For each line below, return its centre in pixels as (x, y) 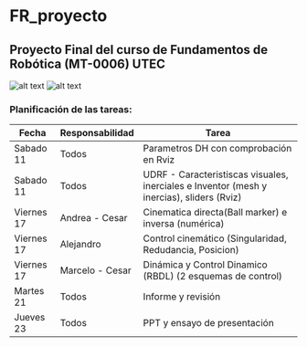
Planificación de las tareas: (71, 109)
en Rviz (159, 160)
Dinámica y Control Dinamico (205, 265)
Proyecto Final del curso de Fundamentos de (139, 50)
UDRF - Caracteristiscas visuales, (216, 174)
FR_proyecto (58, 16)
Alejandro (81, 245)
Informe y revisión (182, 297)
